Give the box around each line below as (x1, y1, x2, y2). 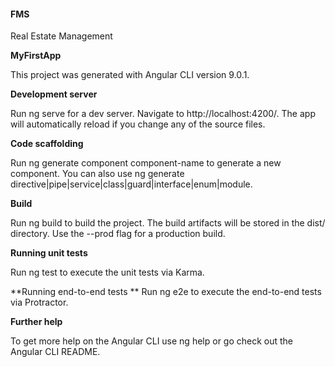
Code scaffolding (10, 138, 84, 150)
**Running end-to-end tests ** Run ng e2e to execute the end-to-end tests (10, 286, 322, 298)
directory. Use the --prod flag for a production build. (10, 228, 226, 240)
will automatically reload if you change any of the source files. (10, 118, 266, 130)
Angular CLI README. (10, 346, 101, 358)
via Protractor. (10, 296, 69, 309)
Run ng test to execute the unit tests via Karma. (10, 266, 205, 279)
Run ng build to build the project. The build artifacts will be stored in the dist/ (10, 217, 326, 229)
